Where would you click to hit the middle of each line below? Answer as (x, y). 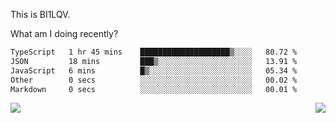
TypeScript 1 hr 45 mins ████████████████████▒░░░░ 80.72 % (154, 52)
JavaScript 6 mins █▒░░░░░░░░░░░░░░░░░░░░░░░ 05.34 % (154, 70)
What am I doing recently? (64, 33)
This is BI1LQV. (40, 14)
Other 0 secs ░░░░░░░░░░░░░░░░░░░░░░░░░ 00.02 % (154, 80)
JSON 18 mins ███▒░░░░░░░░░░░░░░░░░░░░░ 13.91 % (154, 61)
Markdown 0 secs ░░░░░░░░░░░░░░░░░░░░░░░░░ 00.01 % (154, 89)
